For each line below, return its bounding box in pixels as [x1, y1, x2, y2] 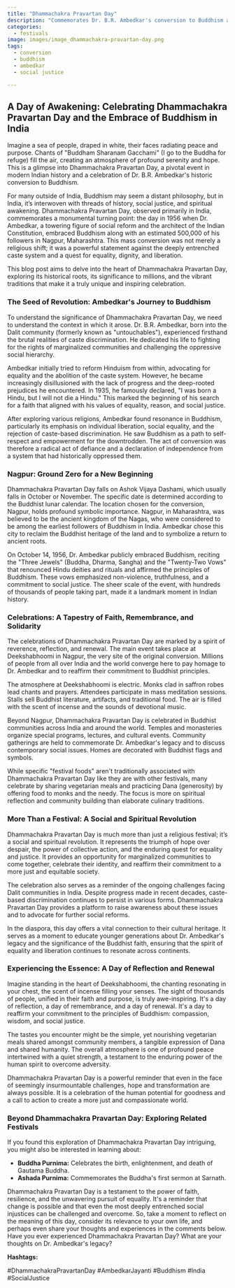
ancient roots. [7, 536, 48, 545]
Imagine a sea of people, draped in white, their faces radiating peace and [7, 141, 218, 150]
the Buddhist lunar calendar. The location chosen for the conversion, [7, 499, 205, 508]
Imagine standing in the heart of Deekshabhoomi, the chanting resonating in [7, 980, 227, 988]
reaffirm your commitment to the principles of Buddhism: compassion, [7, 1009, 210, 1017]
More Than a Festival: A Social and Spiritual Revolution [7, 814, 197, 824]
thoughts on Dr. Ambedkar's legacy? [7, 1239, 113, 1248]
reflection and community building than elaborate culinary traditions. [7, 796, 205, 805]
